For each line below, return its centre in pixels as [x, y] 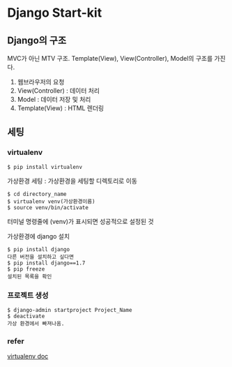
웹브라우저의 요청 [41, 82]
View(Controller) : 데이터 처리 [58, 91]
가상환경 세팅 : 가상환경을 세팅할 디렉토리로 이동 [72, 181]
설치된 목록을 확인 [30, 276]
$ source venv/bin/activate [48, 207]
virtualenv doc [28, 357]
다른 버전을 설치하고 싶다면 [41, 257]
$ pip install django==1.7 [46, 263]
